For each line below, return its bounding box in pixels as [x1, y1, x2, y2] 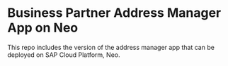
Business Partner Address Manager [7, 5, 222, 21]
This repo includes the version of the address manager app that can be [7, 43, 215, 51]
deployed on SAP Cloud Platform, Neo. [7, 51, 120, 59]
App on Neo [7, 20, 79, 36]
